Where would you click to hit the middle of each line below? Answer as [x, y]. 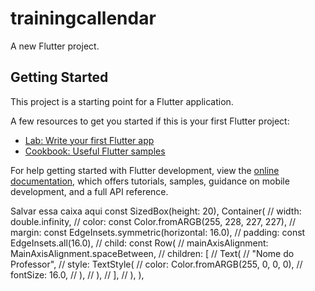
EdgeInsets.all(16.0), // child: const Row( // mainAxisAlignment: [139, 243]
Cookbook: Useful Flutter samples [95, 151]
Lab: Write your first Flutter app [89, 140]
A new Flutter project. [55, 46]
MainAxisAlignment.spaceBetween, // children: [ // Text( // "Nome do [152, 253]
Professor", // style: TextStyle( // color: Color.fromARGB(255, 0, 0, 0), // [156, 264]
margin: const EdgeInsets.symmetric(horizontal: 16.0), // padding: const [158, 232]
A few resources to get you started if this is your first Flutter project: [150, 121]
